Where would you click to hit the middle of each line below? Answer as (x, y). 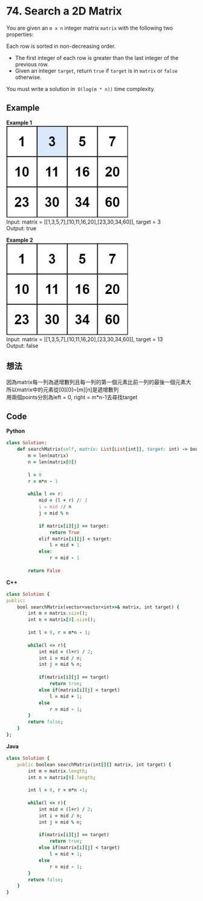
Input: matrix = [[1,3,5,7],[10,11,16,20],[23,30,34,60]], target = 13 (85, 339)
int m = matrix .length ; (58, 771)
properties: (20, 34)
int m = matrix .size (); (58, 613)
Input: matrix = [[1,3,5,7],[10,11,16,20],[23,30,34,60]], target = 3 (84, 222)
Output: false (22, 345)
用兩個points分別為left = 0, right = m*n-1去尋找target (72, 397)
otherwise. (28, 77)
